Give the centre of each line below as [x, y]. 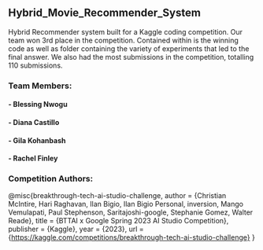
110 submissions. [35, 65]
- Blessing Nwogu [38, 105]
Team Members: [40, 86]
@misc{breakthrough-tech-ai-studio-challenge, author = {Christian [117, 196]
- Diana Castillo [34, 122]
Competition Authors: [50, 178]
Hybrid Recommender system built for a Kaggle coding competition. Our [125, 31]
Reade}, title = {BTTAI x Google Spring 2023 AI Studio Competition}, [119, 221]
